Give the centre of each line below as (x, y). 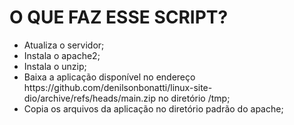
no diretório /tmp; (194, 98)
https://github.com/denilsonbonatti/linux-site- (118, 87)
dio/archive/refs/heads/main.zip (90, 98)
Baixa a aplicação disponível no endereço (109, 77)
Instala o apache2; (62, 55)
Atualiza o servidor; (64, 45)
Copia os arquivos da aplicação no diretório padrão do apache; (153, 108)
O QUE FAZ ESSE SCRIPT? (119, 17)
